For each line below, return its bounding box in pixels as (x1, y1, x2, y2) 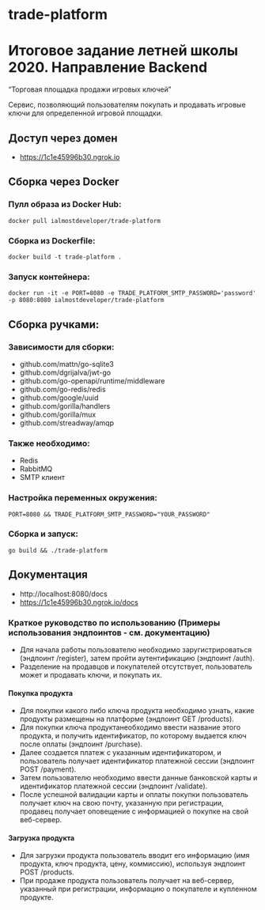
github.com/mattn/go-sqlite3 (19, 359, 115, 368)
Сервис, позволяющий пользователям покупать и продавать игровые (8, 100, 247, 110)
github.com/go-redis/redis (19, 384, 106, 394)
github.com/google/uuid (19, 393, 99, 402)
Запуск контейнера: (8, 271, 90, 282)
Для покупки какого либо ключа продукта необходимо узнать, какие (19, 706, 255, 716)
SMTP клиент (19, 473, 66, 482)
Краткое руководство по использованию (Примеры (8, 617, 221, 628)
